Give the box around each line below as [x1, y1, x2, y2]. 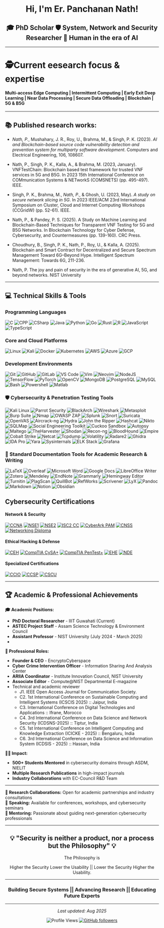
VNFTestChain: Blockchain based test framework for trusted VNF [12, 167, 143, 173]
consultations [5, 795, 33, 800]
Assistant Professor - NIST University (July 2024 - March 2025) [12, 633, 143, 639]
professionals [5, 815, 33, 821]
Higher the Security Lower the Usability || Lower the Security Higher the [9, 864, 155, 870]
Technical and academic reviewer [12, 684, 80, 689]
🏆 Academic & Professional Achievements [5, 591, 138, 599]
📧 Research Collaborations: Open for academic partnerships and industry [5, 789, 155, 795]
